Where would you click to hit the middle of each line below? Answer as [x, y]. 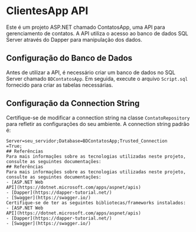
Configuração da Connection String [73, 103]
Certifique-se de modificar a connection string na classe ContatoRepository [98, 117]
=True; [14, 146]
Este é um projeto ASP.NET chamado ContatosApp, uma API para [86, 27]
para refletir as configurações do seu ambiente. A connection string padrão [98, 124]
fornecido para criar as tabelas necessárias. [60, 85]
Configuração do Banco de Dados [69, 58]
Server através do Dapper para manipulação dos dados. [74, 39]
